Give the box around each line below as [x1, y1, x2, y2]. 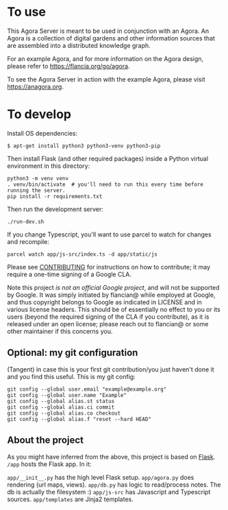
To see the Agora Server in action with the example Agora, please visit [7, 75, 205, 83]
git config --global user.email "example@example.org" [7, 385, 167, 393]
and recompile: [7, 237, 50, 245]
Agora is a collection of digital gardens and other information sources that [7, 34, 216, 42]
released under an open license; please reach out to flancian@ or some [7, 319, 209, 328]
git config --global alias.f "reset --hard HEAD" [7, 415, 152, 422]
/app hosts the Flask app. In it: [7, 460, 92, 468]
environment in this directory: [7, 162, 90, 170]
